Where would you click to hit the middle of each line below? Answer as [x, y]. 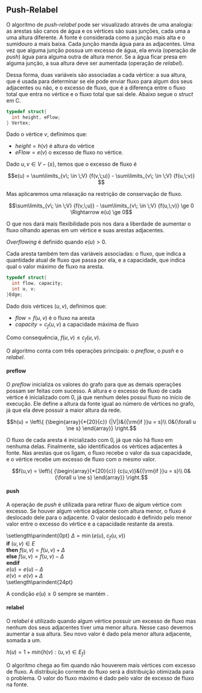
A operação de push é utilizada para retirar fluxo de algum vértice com [94, 504]
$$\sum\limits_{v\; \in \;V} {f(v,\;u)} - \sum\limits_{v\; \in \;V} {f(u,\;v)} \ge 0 [101, 206]
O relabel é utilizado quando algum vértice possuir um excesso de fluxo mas [101, 621]
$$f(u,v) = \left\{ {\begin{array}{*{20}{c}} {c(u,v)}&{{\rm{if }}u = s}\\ [97, 470]
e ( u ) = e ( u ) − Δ [25, 569]
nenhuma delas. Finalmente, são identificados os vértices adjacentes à [94, 446]
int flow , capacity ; [37, 284]
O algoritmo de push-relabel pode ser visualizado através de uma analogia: [100, 24]
